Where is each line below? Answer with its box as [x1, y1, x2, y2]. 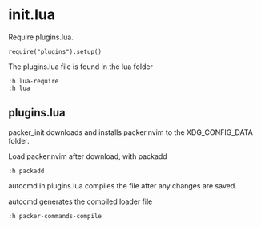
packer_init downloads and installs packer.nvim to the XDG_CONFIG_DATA [8, 127, 254, 137]
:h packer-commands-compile [8, 212, 102, 220]
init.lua [8, 6, 56, 24]
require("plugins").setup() [8, 47, 102, 55]
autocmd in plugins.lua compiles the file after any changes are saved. [8, 180, 238, 190]
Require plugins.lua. [8, 32, 74, 42]
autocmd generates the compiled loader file [8, 197, 153, 206]
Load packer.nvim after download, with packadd [8, 151, 167, 161]
